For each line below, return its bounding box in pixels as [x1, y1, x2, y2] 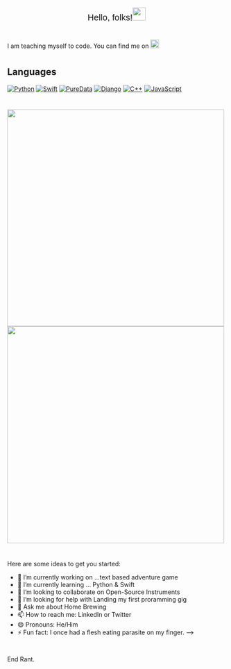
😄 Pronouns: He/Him [17, 620, 78, 629]
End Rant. [7, 655, 35, 663]
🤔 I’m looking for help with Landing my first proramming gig [17, 595, 187, 604]
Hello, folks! [87, 12, 133, 22]
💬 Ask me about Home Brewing [17, 602, 107, 611]
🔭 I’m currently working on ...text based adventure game [17, 573, 178, 582]
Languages [7, 66, 57, 78]
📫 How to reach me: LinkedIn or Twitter [17, 611, 132, 619]
